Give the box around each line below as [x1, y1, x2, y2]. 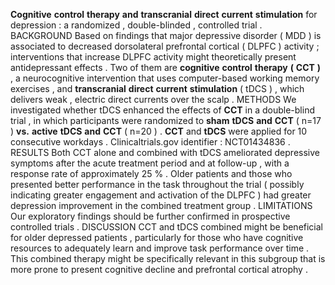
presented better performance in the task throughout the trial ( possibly [10, 179, 305, 190]
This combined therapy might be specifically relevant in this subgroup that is [10, 253, 326, 264]
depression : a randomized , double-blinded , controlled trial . [10, 19, 263, 31]
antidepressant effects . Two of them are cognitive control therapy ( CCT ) [10, 62, 322, 73]
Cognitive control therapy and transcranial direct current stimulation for [10, 9, 318, 20]
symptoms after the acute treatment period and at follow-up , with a [10, 157, 290, 169]
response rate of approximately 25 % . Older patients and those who [10, 168, 293, 179]
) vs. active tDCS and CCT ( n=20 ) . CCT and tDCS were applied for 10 [10, 125, 308, 137]
